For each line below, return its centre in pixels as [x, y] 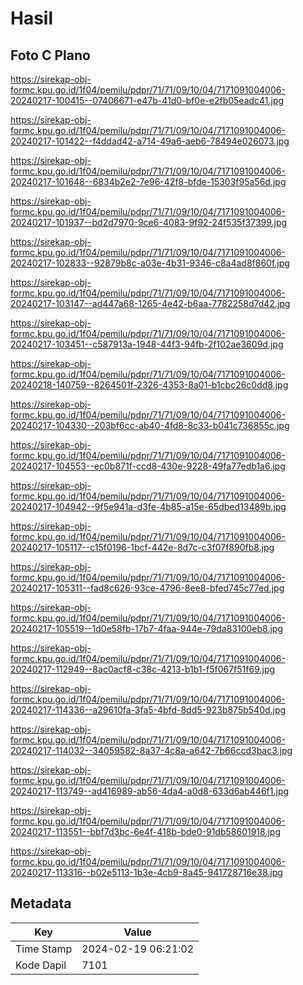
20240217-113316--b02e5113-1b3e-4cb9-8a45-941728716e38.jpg [146, 872]
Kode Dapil [41, 965]
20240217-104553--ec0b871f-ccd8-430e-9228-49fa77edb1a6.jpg [148, 466]
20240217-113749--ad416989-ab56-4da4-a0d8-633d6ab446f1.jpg [150, 791]
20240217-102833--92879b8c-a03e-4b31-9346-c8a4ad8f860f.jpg [150, 263]
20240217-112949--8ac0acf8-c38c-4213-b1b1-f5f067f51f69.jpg [143, 669]
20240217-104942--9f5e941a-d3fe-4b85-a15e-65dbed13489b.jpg [148, 506]
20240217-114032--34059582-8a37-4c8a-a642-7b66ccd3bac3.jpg [151, 750]
